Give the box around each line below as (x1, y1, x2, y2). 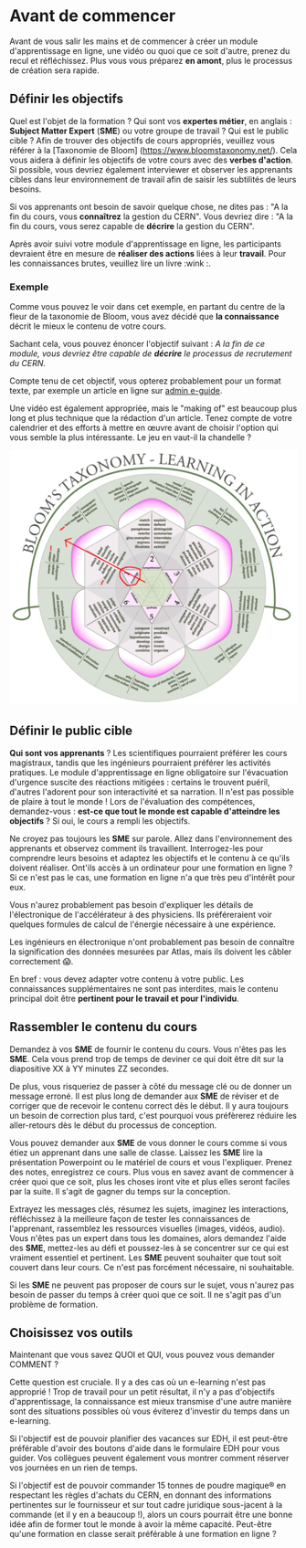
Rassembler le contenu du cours (9, 1019, 198, 1035)
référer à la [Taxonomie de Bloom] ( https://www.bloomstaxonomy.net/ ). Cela (9, 144, 298, 155)
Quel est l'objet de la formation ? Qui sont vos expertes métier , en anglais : (9, 115, 292, 126)
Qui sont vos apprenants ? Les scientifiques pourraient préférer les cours (9, 747, 288, 758)
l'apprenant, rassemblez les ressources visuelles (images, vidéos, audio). (9, 1223, 286, 1234)
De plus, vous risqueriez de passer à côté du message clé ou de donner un (9, 1080, 292, 1091)
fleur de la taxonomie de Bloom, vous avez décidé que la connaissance (9, 311, 280, 322)
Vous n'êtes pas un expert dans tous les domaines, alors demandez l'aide (9, 1232, 287, 1243)
